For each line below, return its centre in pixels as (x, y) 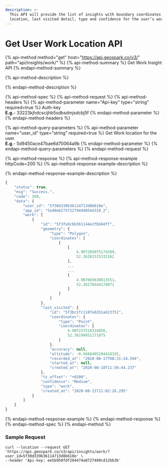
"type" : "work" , (57, 386)
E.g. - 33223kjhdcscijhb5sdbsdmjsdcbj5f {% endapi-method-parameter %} (83, 113)
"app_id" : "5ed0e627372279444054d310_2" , (67, 210)
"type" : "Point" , (76, 322)
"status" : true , (31, 187)
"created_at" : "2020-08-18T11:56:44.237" (93, 368)
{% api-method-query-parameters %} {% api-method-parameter (72, 128)
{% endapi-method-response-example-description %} (61, 174)
